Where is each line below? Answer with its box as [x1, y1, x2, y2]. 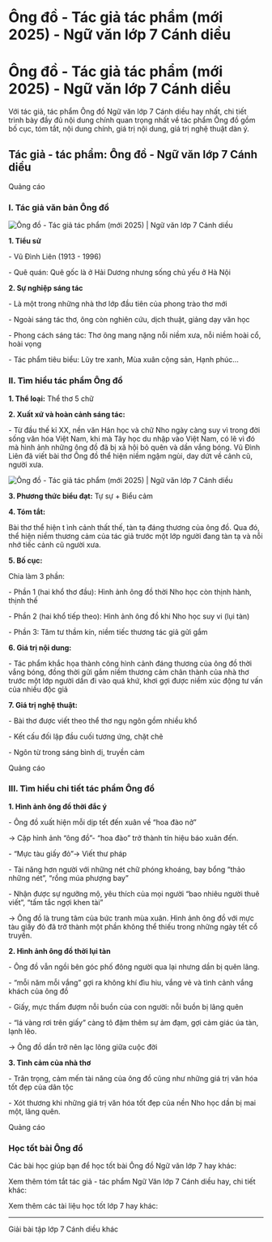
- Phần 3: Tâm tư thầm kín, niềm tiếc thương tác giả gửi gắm [8, 627, 208, 636]
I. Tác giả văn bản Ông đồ [8, 201, 109, 213]
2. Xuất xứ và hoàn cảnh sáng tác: [8, 409, 125, 419]
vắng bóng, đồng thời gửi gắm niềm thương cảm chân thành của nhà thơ [8, 666, 249, 677]
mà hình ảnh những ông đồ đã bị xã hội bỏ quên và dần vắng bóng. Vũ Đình [8, 442, 261, 452]
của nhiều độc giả [8, 684, 69, 694]
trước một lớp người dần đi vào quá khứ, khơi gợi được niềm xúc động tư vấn [8, 675, 263, 685]
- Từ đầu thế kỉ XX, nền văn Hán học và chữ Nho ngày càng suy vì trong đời [8, 425, 261, 434]
